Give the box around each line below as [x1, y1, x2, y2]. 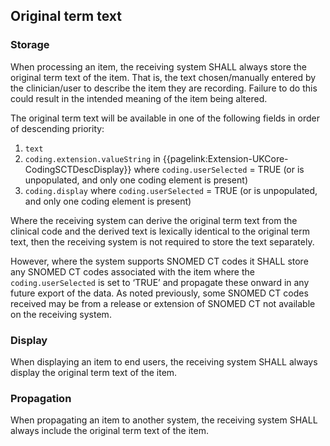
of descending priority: [10, 122, 105, 134]
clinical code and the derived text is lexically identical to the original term [10, 225, 311, 237]
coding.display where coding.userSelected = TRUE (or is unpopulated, [24, 184, 318, 196]
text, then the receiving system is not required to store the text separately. [10, 235, 315, 248]
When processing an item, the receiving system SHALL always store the [10, 60, 307, 73]
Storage [10, 38, 50, 52]
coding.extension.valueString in [24, 152, 161, 164]
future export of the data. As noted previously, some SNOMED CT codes [10, 287, 309, 299]
